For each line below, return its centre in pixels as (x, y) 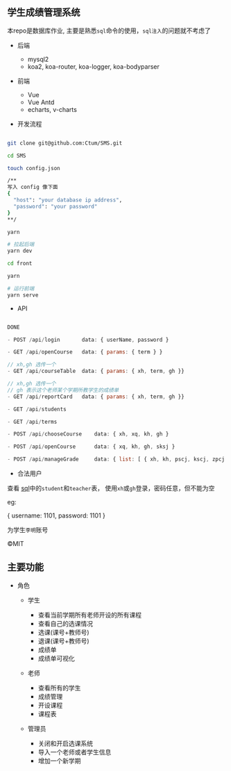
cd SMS (17, 156)
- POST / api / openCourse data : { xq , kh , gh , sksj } (91, 447)
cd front (20, 264)
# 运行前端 (21, 288)
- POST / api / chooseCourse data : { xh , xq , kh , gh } (88, 434)
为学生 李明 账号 (28, 530)
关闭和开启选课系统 (66, 743)
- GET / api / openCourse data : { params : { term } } (85, 352)
